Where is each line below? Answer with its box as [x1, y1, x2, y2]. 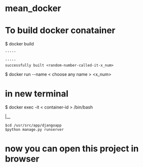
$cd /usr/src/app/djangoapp [5, 123, 62, 128]
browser [5, 153, 40, 165]
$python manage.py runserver [5, 127, 64, 132]
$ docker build [5, 41, 34, 47]
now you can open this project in [5, 143, 139, 154]
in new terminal [5, 88, 69, 99]
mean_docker [5, 3, 62, 14]
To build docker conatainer [5, 25, 115, 36]
